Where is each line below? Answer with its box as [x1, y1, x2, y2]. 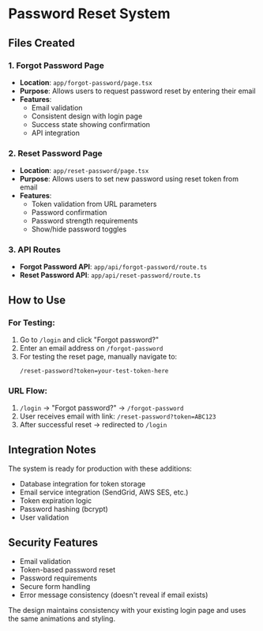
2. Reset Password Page [8, 148, 103, 159]
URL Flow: [8, 385, 48, 396]
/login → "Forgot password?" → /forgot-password [19, 404, 184, 413]
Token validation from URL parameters [31, 199, 157, 209]
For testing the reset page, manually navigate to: [19, 352, 178, 362]
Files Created [8, 36, 75, 50]
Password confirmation [31, 208, 107, 217]
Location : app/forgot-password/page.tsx [19, 77, 152, 87]
